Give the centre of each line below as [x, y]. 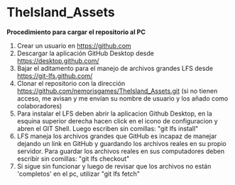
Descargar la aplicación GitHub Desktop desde [85, 53]
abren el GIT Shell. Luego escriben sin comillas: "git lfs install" [108, 128]
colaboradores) [39, 106]
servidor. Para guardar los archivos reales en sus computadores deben [121, 151]
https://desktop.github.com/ [58, 60]
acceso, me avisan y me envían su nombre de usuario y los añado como [122, 98]
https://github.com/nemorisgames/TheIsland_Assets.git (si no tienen [117, 91]
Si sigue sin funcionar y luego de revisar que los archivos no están [114, 166]
